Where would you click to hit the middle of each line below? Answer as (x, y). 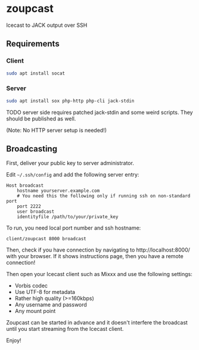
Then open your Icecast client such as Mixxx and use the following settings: (99, 274)
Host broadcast (25, 186)
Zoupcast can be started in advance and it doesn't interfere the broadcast (97, 323)
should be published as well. (41, 119)
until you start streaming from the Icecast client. (65, 329)
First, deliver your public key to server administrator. (70, 163)
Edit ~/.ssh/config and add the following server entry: (73, 175)
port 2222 (29, 207)
